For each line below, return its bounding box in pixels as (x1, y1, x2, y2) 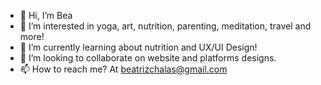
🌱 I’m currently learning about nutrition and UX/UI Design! (19, 41, 258, 53)
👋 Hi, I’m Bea (19, 10, 73, 21)
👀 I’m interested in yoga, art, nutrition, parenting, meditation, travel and (19, 20, 312, 32)
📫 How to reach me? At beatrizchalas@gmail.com (19, 63, 228, 75)
